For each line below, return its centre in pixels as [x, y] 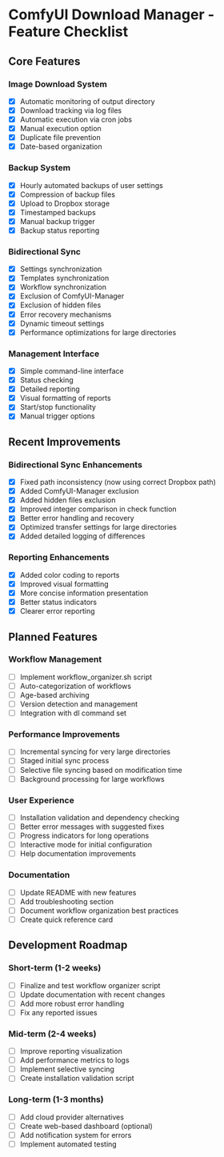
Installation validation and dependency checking [100, 817]
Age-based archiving [54, 695]
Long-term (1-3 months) [56, 1099]
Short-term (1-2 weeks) [55, 968]
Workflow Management [55, 659]
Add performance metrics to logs [74, 1060]
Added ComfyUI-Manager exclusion [79, 491]
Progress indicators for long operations [84, 836]
